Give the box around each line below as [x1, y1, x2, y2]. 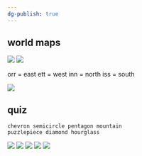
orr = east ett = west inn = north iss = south [7, 70, 135, 79]
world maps [7, 37, 61, 49]
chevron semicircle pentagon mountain [7, 123, 122, 130]
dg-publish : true [7, 10, 59, 18]
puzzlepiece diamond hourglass [7, 129, 100, 136]
